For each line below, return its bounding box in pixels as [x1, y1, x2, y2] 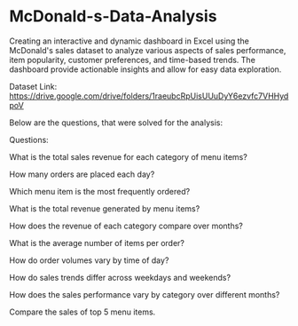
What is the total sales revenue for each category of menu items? [9, 151, 248, 162]
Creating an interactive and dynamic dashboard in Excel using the [9, 36, 250, 46]
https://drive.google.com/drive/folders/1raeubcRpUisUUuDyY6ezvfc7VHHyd [9, 91, 289, 101]
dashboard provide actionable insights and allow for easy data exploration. [9, 64, 282, 75]
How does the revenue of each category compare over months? [9, 220, 244, 231]
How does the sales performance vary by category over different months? [9, 289, 280, 299]
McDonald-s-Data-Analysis [9, 6, 217, 27]
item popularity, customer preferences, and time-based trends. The [9, 54, 255, 65]
